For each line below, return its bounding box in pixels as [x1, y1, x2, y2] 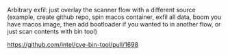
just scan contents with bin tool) [7, 27, 98, 35]
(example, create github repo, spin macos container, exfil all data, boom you [7, 13, 221, 21]
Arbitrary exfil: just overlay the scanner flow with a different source [7, 6, 197, 14]
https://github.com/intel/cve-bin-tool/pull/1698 [7, 41, 139, 48]
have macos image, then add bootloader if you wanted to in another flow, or [7, 20, 221, 28]
